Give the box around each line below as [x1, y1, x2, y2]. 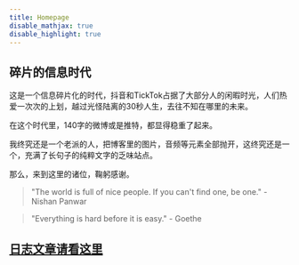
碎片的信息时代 [9, 64, 92, 80]
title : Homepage [9, 12, 69, 22]
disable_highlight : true [9, 29, 101, 38]
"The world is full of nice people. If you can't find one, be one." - [30, 187, 268, 197]
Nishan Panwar [30, 197, 87, 207]
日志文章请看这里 [9, 241, 103, 256]
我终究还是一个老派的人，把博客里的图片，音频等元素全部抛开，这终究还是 [9, 139, 282, 149]
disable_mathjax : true [9, 21, 93, 30]
